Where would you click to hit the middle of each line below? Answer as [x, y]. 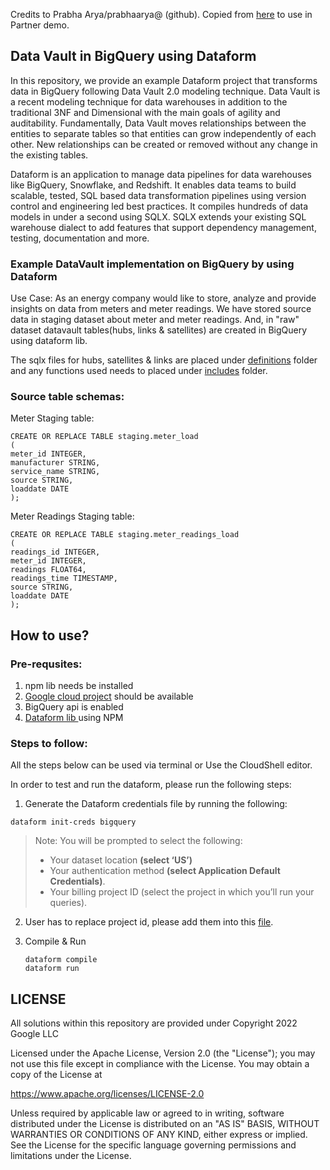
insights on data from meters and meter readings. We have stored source [161, 309]
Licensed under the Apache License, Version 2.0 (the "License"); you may [163, 1053]
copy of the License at [56, 1075]
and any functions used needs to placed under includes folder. [139, 371]
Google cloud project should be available [109, 696]
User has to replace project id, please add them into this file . [149, 922]
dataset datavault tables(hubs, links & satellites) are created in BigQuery [159, 330]
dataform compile [61, 960]
